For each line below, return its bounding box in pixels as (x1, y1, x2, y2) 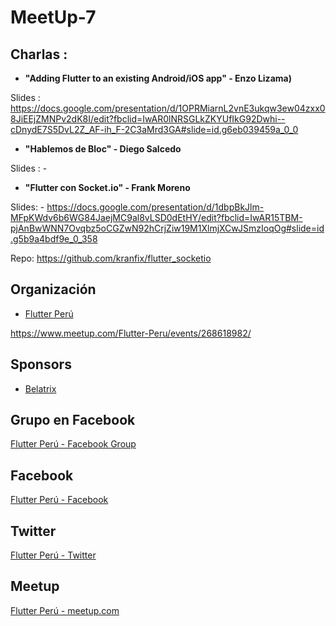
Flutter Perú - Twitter (10, 549, 97, 561)
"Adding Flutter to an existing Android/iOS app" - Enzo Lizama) (24, 72, 292, 84)
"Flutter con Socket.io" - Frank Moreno (24, 182, 191, 193)
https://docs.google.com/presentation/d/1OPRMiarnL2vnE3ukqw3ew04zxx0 (10, 102, 326, 114)
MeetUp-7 (10, 6, 97, 29)
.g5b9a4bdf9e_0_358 (10, 233, 98, 245)
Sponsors (10, 356, 72, 373)
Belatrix (24, 382, 57, 395)
